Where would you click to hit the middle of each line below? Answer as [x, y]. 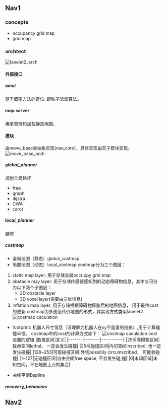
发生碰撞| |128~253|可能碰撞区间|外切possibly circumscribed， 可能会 [84, 352]
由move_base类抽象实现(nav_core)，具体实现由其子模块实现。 [69, 148]
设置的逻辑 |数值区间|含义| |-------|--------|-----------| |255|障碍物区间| [86, 340]
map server [17, 111]
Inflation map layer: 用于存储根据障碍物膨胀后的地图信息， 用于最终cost [85, 305]
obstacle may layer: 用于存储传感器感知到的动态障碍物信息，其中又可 [83, 281]
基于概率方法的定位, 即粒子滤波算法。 [43, 99]
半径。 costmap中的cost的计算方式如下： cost [87, 333]
